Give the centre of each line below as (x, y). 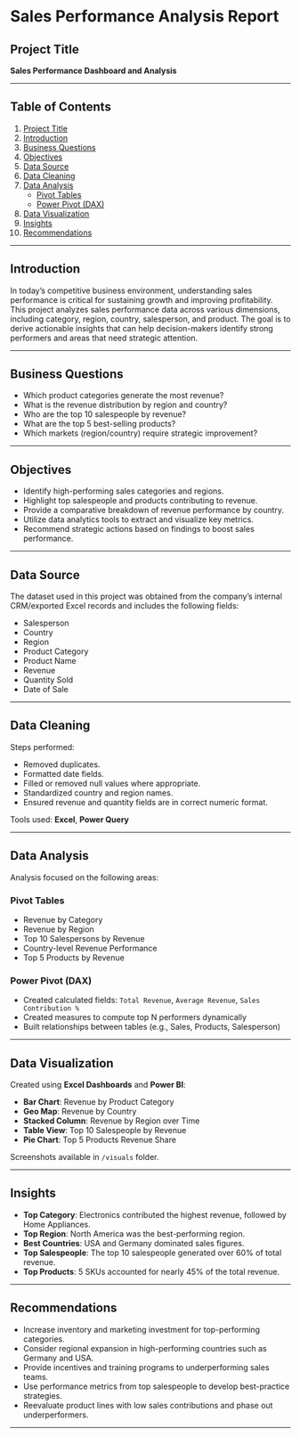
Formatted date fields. (64, 773)
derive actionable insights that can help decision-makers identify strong (142, 328)
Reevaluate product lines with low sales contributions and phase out (148, 1405)
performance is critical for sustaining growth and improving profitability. (142, 299)
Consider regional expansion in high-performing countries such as (145, 1348)
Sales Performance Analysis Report (145, 16)
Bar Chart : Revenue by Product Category (98, 1102)
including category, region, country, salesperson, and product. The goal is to (150, 319)
